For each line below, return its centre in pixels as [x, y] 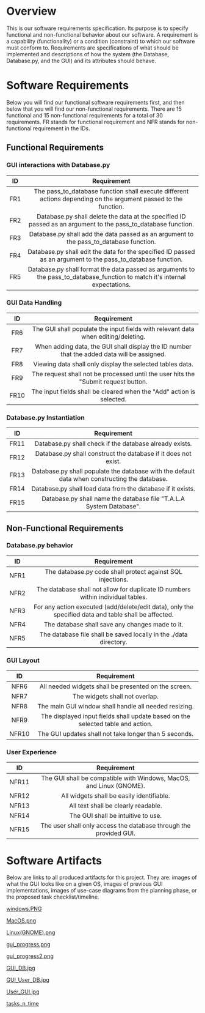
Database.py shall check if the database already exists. [113, 443]
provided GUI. [115, 833]
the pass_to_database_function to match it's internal [111, 276]
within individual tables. [114, 596]
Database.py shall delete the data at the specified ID [111, 217]
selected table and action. [115, 724]
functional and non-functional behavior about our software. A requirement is [102, 34]
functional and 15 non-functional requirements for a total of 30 [85, 115]
